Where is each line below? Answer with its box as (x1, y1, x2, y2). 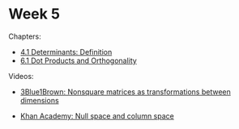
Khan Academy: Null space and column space (19, 110, 174, 121)
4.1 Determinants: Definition (19, 47, 113, 56)
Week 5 (8, 5, 61, 23)
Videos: (8, 71, 34, 81)
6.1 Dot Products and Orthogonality (19, 56, 138, 65)
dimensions (19, 95, 59, 105)
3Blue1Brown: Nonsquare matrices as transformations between (19, 86, 231, 97)
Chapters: (8, 31, 42, 41)
